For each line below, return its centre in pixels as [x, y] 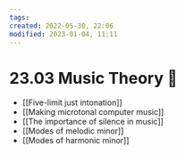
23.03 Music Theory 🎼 [93, 78]
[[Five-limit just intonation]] [72, 102]
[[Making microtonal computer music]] [93, 112]
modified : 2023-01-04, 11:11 [63, 34]
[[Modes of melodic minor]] [73, 131]
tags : [19, 17]
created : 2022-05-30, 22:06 [62, 26]
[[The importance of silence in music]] [92, 122]
